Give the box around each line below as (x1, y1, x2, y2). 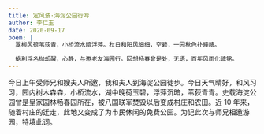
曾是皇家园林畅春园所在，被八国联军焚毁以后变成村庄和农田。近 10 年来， (14, 98, 255, 106)
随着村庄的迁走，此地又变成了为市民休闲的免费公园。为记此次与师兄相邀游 (8, 107, 250, 117)
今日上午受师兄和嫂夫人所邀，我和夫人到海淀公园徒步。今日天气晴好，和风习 (8, 78, 257, 87)
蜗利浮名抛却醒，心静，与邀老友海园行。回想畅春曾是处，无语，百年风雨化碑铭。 (15, 55, 239, 63)
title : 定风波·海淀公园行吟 (8, 11, 90, 20)
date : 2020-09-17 (8, 26, 65, 34)
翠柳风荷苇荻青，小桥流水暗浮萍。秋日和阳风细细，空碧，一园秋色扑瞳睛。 (15, 41, 221, 49)
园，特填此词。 (8, 117, 57, 126)
